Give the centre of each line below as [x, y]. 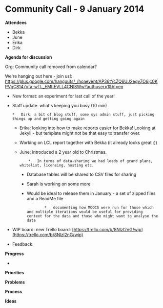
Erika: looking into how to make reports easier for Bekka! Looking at [87, 128]
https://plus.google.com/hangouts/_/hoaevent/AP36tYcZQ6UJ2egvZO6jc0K [81, 81]
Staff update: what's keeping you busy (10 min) [60, 105]
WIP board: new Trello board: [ [43, 229]
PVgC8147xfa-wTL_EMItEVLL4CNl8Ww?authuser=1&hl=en [64, 86]
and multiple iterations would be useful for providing [85, 212]
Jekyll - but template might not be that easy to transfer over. [80, 133]
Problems [15, 282]
